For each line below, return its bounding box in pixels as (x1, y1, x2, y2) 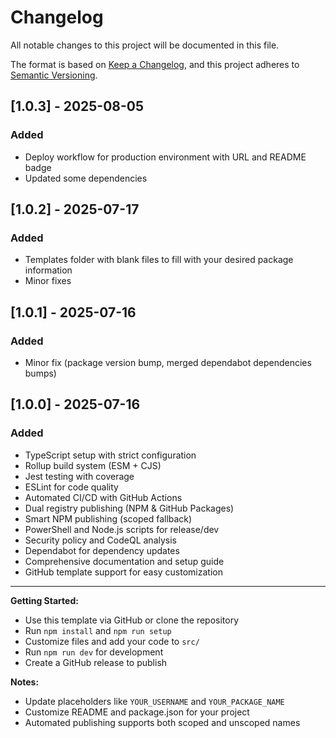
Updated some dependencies (24, 172, 148, 184)
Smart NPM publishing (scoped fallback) (24, 512, 193, 525)
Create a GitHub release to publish (24, 656, 168, 668)
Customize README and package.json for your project (24, 706, 250, 718)
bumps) (24, 367, 57, 379)
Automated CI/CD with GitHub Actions (24, 491, 183, 503)
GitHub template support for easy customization (24, 566, 223, 578)
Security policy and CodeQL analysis (24, 534, 178, 546)
